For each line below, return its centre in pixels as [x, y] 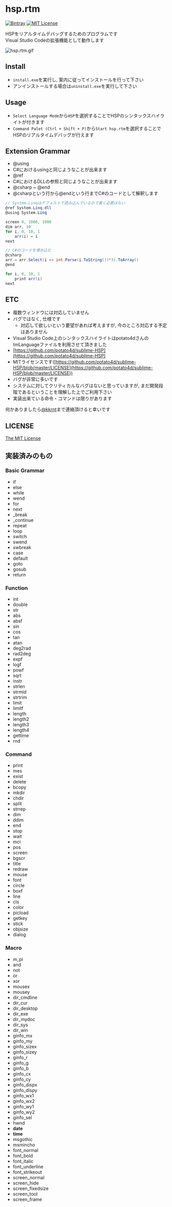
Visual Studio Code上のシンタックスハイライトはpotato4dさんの [81, 338]
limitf [18, 708]
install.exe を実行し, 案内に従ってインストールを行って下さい [78, 80]
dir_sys [20, 1025]
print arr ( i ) [28, 279]
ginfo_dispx [25, 1085]
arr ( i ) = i [26, 236]
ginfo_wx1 [23, 1096]
